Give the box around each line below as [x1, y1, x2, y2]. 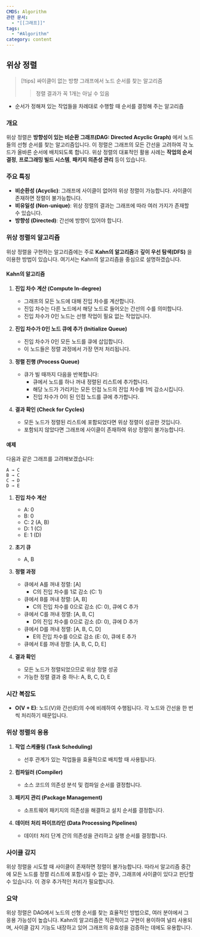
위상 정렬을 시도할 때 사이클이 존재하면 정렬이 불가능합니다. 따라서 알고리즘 [6, 863, 180, 870]
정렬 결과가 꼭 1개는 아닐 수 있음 [35, 90, 110, 97]
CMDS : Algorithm [6, 8, 47, 15]
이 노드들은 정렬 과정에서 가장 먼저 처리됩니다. [23, 345, 131, 353]
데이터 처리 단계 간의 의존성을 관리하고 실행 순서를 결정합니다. [23, 832, 167, 839]
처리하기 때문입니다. [21, 712, 68, 719]
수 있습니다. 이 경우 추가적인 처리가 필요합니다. [6, 878, 115, 885]
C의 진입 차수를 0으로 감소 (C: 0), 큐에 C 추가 [32, 603, 139, 610]
